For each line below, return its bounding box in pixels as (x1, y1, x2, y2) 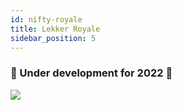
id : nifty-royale (10, 14, 83, 25)
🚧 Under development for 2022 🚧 (10, 66, 173, 80)
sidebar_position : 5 (10, 33, 97, 43)
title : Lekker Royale (10, 24, 101, 34)
